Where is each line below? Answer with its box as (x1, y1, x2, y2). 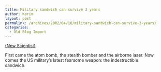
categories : (5, 25, 29, 30)
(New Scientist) (5, 43, 36, 48)
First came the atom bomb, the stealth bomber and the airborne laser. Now (5, 52, 154, 58)
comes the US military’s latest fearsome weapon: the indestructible (5, 58, 139, 63)
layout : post (5, 16, 31, 21)
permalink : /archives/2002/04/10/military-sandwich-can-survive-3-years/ (5, 20, 157, 26)
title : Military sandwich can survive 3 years (5, 7, 101, 12)
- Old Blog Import (9, 29, 47, 34)
